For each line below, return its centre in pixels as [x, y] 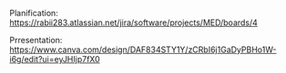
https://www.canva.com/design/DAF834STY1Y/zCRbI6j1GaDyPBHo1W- [143, 50]
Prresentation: [36, 40]
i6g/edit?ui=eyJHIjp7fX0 [55, 59]
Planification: [34, 13]
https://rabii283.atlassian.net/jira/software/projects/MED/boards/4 [133, 23]
